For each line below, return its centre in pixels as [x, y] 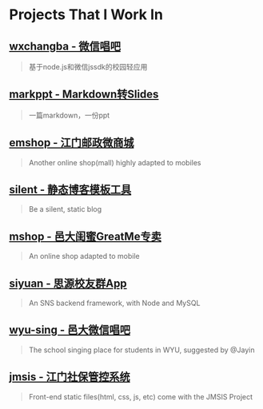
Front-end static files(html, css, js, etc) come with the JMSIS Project [141, 396]
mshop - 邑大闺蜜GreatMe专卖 [86, 236]
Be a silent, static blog [65, 209]
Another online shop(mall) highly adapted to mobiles [115, 162]
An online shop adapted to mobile [84, 256]
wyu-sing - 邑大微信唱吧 [70, 330]
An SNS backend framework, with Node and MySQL [114, 303]
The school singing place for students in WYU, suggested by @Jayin [141, 350]
